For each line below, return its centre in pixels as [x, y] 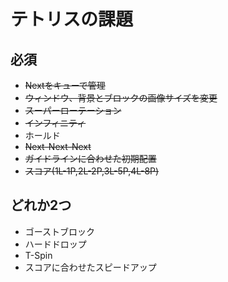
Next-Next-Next [58, 146]
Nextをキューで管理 [65, 85]
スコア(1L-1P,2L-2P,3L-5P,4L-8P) [92, 171]
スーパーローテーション [73, 110]
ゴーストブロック [60, 231]
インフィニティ [55, 123]
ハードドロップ [55, 244]
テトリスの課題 [72, 19]
